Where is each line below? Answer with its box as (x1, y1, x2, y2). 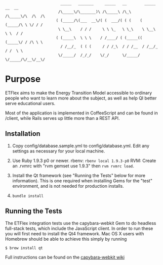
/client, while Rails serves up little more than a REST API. (5, 115, 120, 121)
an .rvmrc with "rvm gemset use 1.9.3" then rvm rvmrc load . (12, 162, 134, 169)
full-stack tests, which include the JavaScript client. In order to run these (5, 225, 153, 231)
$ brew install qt (5, 245, 43, 251)
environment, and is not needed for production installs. (12, 183, 124, 189)
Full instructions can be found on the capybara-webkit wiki (5, 254, 125, 260)
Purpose (5, 73, 41, 85)
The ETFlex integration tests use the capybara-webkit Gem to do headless (5, 220, 157, 226)
